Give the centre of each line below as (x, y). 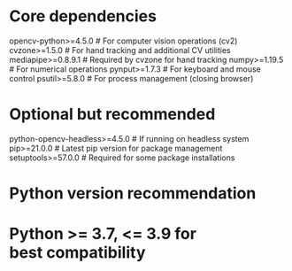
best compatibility (77, 253)
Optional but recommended (112, 115)
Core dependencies (83, 16)
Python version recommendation (133, 194)
